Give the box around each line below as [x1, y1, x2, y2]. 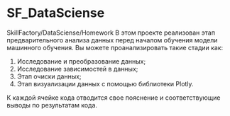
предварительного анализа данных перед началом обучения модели [6, 35, 218, 44]
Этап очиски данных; [16, 72, 82, 81]
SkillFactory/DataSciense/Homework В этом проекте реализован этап [6, 28, 216, 37]
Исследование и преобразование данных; [16, 57, 146, 65]
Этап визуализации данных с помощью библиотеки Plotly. [16, 79, 194, 88]
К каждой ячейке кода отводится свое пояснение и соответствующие [6, 93, 221, 102]
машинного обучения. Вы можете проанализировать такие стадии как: [6, 43, 224, 52]
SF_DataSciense [6, 5, 105, 21]
